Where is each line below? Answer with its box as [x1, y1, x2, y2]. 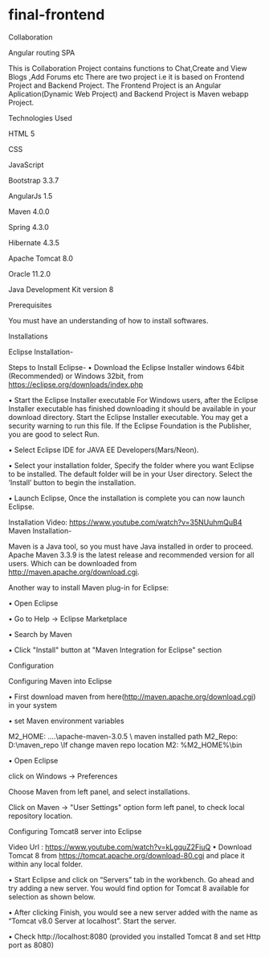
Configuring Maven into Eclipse [8, 676, 112, 685]
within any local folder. [8, 859, 83, 869]
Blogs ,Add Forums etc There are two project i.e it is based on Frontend [8, 72, 245, 81]
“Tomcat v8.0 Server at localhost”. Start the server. [8, 915, 177, 926]
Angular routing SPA [8, 47, 75, 57]
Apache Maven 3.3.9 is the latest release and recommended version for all [8, 549, 255, 560]
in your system [8, 700, 58, 709]
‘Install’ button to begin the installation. [8, 477, 137, 487]
